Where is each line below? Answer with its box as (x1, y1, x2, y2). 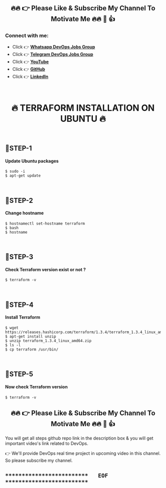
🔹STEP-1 (5, 144, 32, 152)
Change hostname (5, 210, 44, 216)
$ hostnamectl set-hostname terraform (5, 221, 85, 226)
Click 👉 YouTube (12, 58, 49, 64)
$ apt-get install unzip (5, 334, 56, 339)
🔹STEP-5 (5, 370, 34, 379)
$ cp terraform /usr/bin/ (5, 347, 58, 352)
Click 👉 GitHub (12, 66, 45, 72)
